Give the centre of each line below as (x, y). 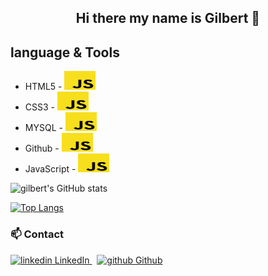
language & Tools (65, 52)
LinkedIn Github (108, 260)
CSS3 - (40, 107)
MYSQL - (43, 128)
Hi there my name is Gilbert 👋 (168, 18)
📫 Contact (37, 234)
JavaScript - (50, 169)
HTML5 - (43, 87)
